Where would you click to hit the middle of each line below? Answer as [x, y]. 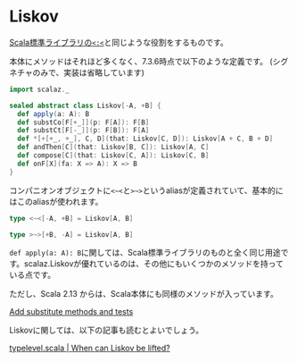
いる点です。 [33, 275]
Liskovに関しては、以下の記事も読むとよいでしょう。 [107, 330]
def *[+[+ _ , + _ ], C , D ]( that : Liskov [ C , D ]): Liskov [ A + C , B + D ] [145, 139]
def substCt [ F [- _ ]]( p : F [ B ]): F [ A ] [83, 130]
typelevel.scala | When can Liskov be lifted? [90, 348]
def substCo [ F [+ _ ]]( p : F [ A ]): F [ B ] [83, 122]
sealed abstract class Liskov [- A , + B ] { [86, 105]
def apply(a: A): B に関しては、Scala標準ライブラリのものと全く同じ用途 [145, 253]
